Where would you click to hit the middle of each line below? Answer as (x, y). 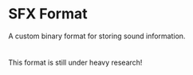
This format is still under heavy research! (75, 62)
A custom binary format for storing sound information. (97, 36)
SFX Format (48, 14)
